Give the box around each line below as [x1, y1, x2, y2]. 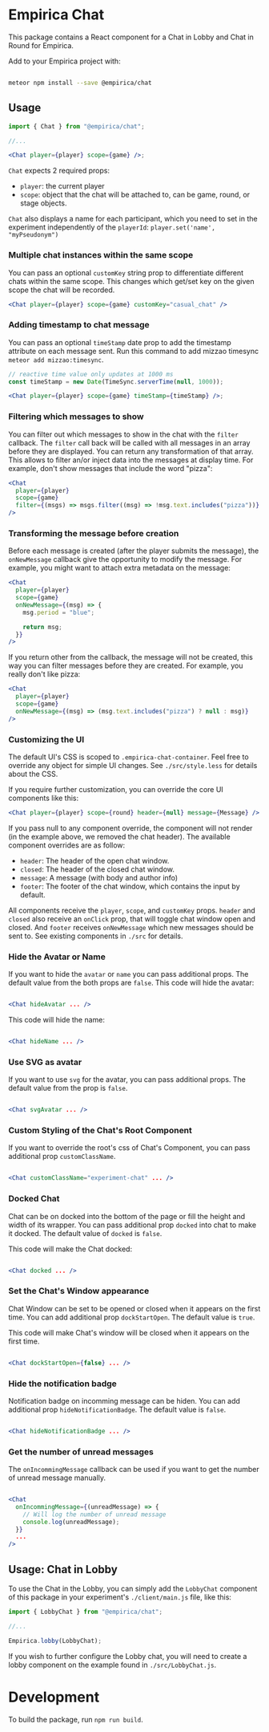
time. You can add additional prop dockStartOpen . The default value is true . [8, 1312, 255, 1322]
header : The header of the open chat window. [19, 856, 170, 865]
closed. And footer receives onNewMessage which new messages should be [8, 922, 254, 932]
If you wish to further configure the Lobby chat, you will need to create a [8, 1651, 247, 1661]
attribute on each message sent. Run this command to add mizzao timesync [8, 346, 259, 356]
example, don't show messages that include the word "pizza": [8, 463, 213, 473]
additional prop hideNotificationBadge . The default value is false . [8, 1405, 227, 1414]
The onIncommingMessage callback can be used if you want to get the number [8, 1465, 260, 1474]
